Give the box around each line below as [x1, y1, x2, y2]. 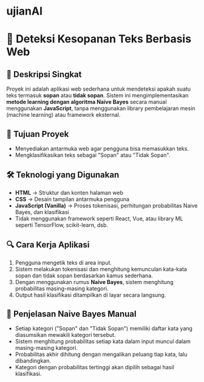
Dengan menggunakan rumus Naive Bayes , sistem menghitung [15, 278, 174, 285]
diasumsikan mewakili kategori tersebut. [15, 332, 117, 339]
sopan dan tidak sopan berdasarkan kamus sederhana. [15, 272, 153, 279]
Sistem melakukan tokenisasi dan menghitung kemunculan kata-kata [15, 265, 187, 273]
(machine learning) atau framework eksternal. [6, 111, 121, 119]
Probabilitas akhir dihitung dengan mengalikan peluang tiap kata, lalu [15, 351, 188, 358]
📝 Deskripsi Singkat [6, 69, 82, 80]
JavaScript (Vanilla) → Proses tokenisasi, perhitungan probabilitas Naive [15, 202, 198, 209]
